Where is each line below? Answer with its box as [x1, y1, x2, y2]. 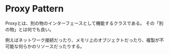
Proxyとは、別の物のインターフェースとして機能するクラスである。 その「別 [5, 20, 164, 26]
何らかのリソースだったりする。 [18, 43, 85, 49]
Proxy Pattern [5, 3, 64, 14]
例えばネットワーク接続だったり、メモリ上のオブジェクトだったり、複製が [5, 37, 160, 43]
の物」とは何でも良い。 [5, 26, 54, 32]
